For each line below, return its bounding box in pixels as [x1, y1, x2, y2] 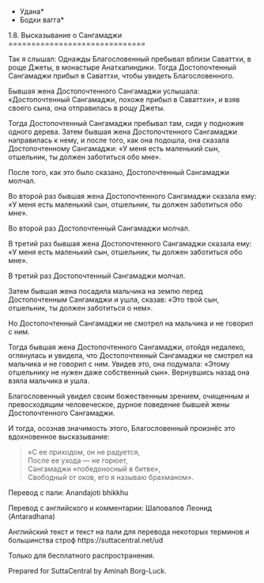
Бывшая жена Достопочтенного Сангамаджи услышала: [8, 86, 200, 96]
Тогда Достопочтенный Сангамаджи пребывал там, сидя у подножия [8, 119, 244, 128]
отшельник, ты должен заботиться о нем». [8, 303, 153, 312]
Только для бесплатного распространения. [8, 551, 156, 560]
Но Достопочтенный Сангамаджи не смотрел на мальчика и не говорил [8, 318, 254, 328]
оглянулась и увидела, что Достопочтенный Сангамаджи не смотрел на [8, 351, 254, 360]
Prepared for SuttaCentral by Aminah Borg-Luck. [8, 566, 168, 575]
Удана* [19, 7, 45, 16]
